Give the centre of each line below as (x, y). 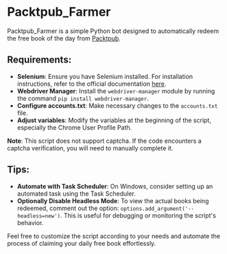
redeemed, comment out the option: (68, 208)
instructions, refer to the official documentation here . (92, 84)
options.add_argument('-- (157, 209)
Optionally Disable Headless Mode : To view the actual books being (113, 200)
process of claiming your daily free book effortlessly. (82, 243)
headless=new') (39, 216)
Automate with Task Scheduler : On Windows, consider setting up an (115, 186)
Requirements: (39, 60)
